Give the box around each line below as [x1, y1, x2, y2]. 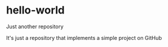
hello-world [6, 4, 65, 17]
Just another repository [6, 23, 64, 30]
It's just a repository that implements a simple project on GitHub [6, 34, 162, 41]
